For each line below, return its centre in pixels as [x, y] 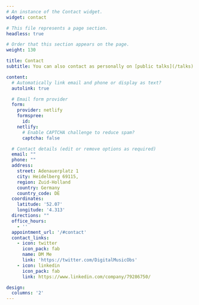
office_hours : [29, 221]
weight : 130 [21, 50]
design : [16, 288]
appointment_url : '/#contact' [49, 232]
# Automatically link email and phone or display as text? [87, 83]
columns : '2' [28, 293]
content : [17, 77]
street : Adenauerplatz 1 [48, 171]
